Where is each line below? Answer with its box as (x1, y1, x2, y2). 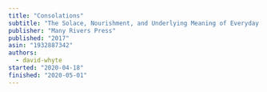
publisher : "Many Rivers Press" (8, 26, 116, 34)
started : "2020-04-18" (8, 64, 84, 72)
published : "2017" (8, 34, 70, 42)
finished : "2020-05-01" (8, 71, 88, 79)
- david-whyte (15, 57, 62, 65)
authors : (8, 49, 38, 57)
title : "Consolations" (8, 11, 84, 20)
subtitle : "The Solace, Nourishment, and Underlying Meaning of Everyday (8, 19, 260, 27)
